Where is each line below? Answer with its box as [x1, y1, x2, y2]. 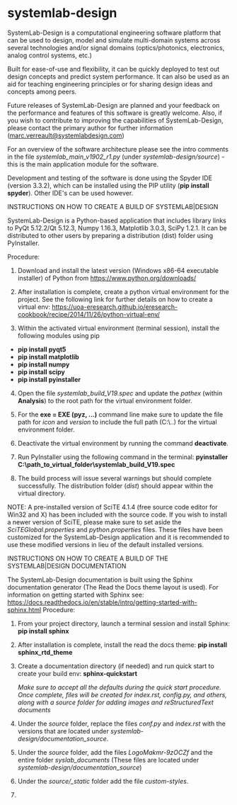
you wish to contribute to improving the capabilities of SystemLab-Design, [7, 116, 224, 125]
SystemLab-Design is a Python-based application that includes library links [7, 216, 226, 225]
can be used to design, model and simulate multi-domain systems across [7, 35, 221, 44]
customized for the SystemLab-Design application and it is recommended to [7, 533, 230, 541]
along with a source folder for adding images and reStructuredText [17, 698, 214, 707]
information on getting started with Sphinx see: [7, 590, 144, 599]
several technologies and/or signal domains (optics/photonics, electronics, [7, 43, 225, 52]
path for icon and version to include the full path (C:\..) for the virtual [17, 417, 217, 426]
